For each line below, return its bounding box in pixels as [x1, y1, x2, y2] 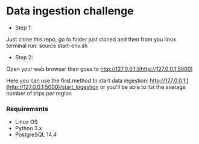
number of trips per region [6, 89, 72, 97]
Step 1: [14, 24, 32, 31]
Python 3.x [14, 125, 42, 132]
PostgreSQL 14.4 [14, 131, 57, 139]
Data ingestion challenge [6, 4, 134, 18]
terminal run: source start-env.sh [6, 42, 88, 49]
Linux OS [14, 118, 38, 125]
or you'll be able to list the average [99, 83, 186, 91]
